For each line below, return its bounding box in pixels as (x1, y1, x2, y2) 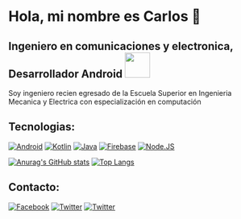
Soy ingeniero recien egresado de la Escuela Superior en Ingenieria (8, 89, 232, 97)
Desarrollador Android (8, 67, 123, 81)
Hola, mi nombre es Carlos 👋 (8, 7, 202, 26)
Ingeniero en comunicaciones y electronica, (8, 39, 234, 53)
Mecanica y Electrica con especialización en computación (8, 97, 202, 106)
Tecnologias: (8, 120, 75, 134)
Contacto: (8, 180, 60, 194)
